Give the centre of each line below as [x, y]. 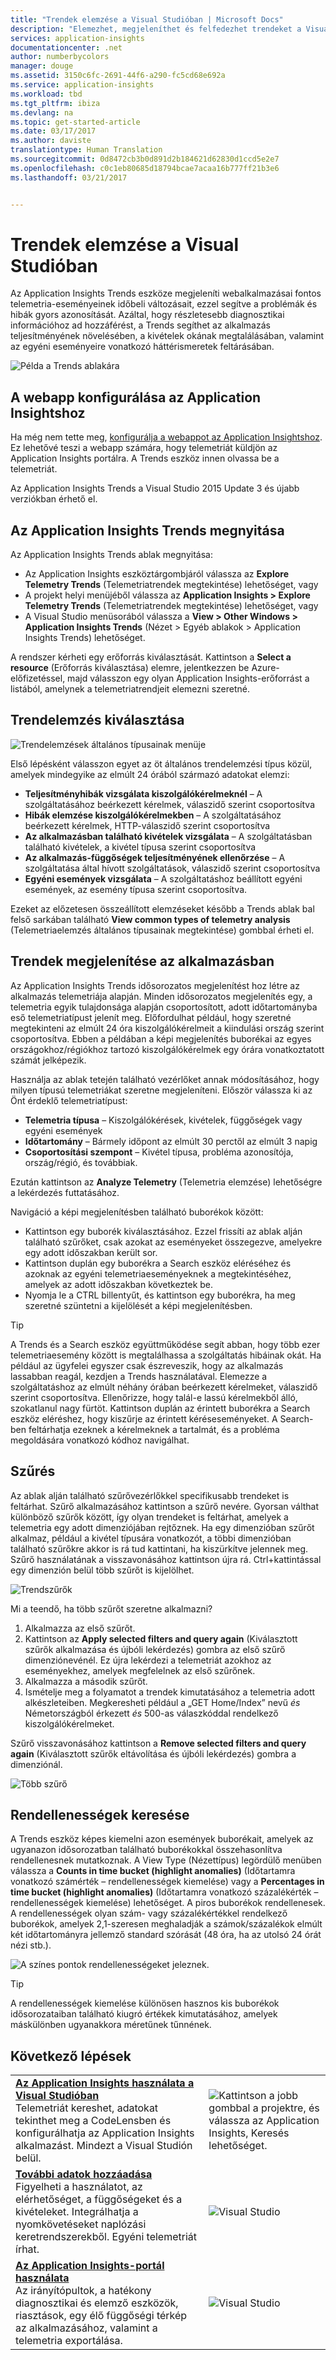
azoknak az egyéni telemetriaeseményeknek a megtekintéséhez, [158, 1273]
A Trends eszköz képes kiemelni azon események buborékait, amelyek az [162, 1839]
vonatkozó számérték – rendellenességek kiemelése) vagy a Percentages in [167, 1882]
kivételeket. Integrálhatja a [77, 2212]
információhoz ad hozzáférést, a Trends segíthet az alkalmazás [140, 325]
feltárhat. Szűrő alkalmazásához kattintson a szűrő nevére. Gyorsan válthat [165, 1506]
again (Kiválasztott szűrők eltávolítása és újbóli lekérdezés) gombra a [153, 1753]
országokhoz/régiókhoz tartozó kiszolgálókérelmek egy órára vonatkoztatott [167, 1049]
